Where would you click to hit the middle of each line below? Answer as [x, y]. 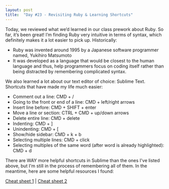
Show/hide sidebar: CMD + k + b [47, 134]
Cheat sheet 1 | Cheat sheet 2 [36, 181]
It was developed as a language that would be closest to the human [83, 60]
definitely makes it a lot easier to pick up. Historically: [61, 40]
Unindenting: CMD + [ [36, 129]
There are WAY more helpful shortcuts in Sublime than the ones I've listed [83, 160]
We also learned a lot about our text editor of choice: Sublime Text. [75, 81]
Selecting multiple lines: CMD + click [51, 140]
